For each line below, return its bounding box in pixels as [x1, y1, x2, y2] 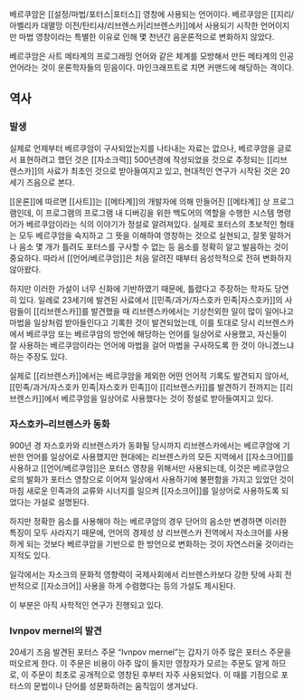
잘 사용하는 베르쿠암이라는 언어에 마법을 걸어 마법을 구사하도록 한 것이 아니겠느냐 [9, 340, 295, 350]
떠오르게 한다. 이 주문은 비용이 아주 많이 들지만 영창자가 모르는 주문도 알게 [9, 658, 270, 669]
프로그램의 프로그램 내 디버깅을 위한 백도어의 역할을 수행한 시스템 [44, 207, 275, 218]
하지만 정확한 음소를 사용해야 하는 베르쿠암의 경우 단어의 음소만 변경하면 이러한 [9, 515, 288, 526]
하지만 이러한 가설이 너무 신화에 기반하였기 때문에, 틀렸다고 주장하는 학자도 [9, 283, 273, 293]
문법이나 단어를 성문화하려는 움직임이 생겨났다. [33, 681, 198, 692]
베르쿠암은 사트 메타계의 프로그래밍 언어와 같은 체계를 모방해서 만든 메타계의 [9, 51, 278, 62]
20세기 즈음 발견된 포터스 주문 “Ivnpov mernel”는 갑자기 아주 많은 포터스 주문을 [9, 647, 292, 657]
